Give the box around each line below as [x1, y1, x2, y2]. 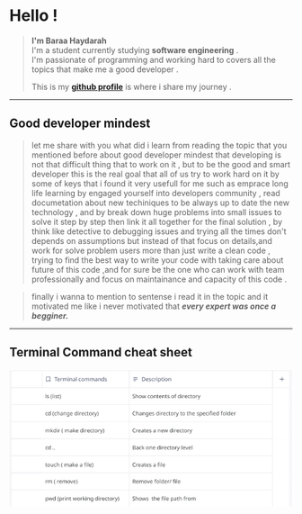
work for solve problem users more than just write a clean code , [31, 245, 271, 256]
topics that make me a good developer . [31, 64, 179, 75]
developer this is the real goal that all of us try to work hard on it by [31, 168, 280, 179]
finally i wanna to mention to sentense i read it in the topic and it [31, 291, 269, 302]
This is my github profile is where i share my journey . [31, 81, 232, 92]
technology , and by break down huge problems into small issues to [31, 206, 282, 217]
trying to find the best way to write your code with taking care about [31, 254, 284, 266]
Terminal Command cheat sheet [9, 345, 193, 360]
